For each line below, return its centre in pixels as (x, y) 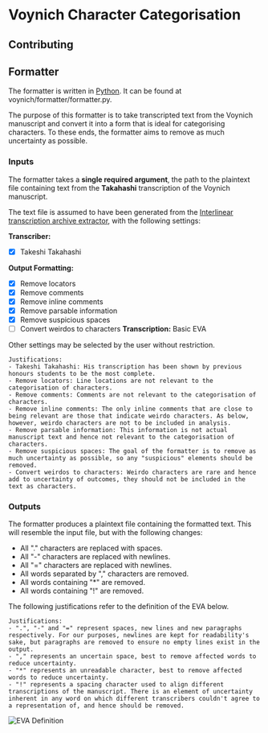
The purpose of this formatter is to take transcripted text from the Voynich (131, 115)
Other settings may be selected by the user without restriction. (112, 345)
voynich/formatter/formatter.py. (60, 100)
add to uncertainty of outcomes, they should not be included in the (127, 480)
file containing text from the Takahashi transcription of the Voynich (120, 187)
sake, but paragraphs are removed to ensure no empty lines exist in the (134, 642)
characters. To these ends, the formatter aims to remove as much (116, 132)
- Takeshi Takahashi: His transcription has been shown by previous (125, 367)
